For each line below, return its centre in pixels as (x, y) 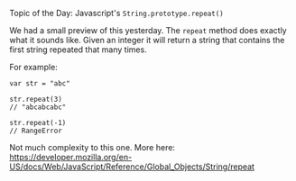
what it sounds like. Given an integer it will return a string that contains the (147, 40)
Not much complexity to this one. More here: (92, 147)
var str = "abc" (40, 84)
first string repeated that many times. (78, 50)
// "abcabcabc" (38, 107)
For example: (34, 67)
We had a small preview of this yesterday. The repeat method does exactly (148, 30)
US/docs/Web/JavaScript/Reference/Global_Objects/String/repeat (132, 167)
